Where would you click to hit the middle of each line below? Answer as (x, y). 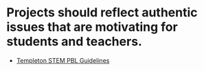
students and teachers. (74, 42)
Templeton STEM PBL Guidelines (63, 60)
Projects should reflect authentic (102, 13)
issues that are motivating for (92, 27)
